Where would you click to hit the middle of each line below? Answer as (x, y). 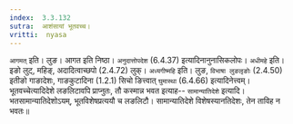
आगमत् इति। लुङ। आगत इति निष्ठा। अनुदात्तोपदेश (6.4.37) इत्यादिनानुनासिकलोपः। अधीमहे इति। (147, 61)
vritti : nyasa (38, 34)
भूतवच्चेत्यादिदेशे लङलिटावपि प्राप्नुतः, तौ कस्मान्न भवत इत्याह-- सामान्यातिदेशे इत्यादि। (127, 91)
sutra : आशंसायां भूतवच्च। (50, 26)
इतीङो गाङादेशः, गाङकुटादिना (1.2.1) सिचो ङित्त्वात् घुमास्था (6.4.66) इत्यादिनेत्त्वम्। (130, 81)
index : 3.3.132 (40, 18)
